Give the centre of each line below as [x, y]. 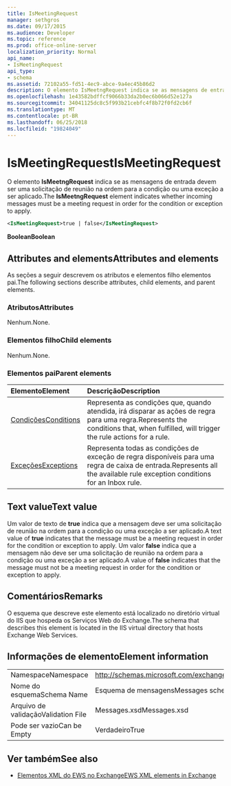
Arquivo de [28, 706]
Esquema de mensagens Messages [152, 690]
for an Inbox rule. [114, 482]
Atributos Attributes [41, 307]
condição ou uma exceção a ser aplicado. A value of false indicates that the [114, 560]
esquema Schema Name [49, 694]
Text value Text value [52, 507]
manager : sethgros [33, 20]
